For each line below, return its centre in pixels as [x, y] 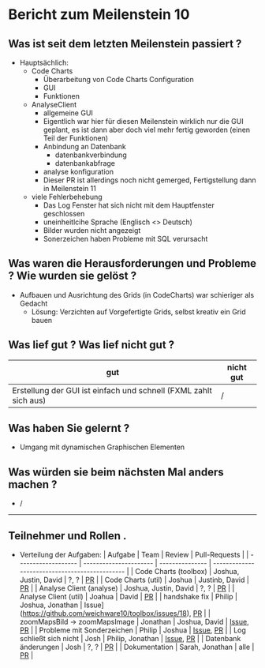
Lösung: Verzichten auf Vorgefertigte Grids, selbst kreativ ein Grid [138, 311]
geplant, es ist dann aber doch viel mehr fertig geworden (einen [147, 129]
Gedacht [34, 303]
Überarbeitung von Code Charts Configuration [119, 79]
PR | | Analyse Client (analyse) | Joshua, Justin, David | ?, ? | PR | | [127, 588]
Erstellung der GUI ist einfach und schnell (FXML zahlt [112, 390]
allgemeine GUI [68, 113]
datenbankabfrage [85, 163]
